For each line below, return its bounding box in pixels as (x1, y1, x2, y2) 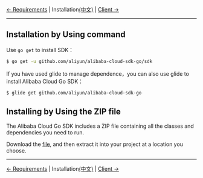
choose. (6, 147, 27, 154)
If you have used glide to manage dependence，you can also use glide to (6, 70, 189, 77)
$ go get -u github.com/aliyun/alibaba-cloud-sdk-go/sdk (6, 58, 153, 64)
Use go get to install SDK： (6, 46, 74, 53)
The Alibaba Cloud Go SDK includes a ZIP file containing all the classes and (6, 122, 195, 130)
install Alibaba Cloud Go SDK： (6, 77, 83, 85)
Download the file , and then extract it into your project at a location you (6, 140, 183, 148)
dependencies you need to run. (6, 129, 85, 136)
